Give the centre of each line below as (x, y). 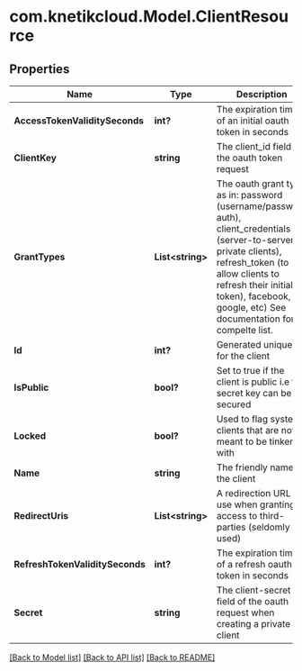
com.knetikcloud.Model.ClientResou (149, 17)
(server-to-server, (256, 240)
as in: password (249, 195)
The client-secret (253, 590)
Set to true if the (250, 371)
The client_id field (254, 146)
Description (262, 94)
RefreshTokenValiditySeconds (80, 564)
